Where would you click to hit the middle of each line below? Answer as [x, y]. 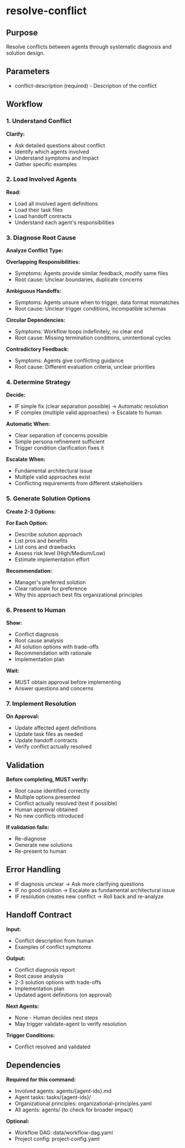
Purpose [22, 33]
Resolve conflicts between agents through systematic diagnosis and [89, 47]
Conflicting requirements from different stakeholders [78, 483]
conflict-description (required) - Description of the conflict [86, 85]
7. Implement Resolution [41, 704]
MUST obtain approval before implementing [68, 682]
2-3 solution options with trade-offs [58, 982]
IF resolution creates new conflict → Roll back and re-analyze [89, 896]
